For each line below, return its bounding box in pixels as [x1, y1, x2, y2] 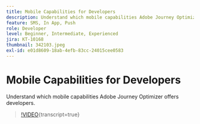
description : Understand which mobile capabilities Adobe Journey [6, 14, 174, 20]
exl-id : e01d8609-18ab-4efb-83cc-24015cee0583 [6, 48, 124, 54]
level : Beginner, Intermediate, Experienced [6, 31, 118, 37]
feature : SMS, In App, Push [6, 20, 76, 26]
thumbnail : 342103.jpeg [6, 42, 65, 48]
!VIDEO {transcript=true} [20, 111, 80, 118]
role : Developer [6, 25, 46, 32]
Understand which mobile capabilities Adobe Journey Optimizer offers [6, 93, 179, 100]
